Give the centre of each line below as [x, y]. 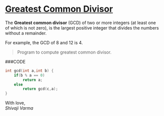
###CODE [15, 61]
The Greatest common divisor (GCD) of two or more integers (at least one [81, 23]
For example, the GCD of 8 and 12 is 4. [44, 42]
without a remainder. [26, 33]
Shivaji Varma [19, 108]
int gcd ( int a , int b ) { [29, 71]
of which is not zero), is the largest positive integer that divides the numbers [82, 28]
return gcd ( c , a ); [40, 89]
